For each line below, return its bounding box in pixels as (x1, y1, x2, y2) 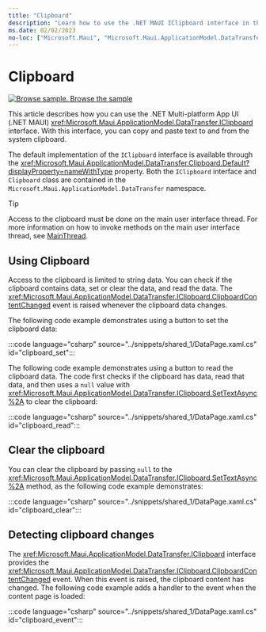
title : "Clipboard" (8, 11, 73, 20)
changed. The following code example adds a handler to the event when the (8, 583, 256, 592)
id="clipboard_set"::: (8, 348, 75, 357)
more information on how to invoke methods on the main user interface (8, 223, 240, 232)
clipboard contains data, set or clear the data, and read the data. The (8, 284, 233, 293)
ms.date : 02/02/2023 (8, 26, 77, 34)
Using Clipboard (8, 254, 90, 268)
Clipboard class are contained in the (8, 175, 127, 185)
